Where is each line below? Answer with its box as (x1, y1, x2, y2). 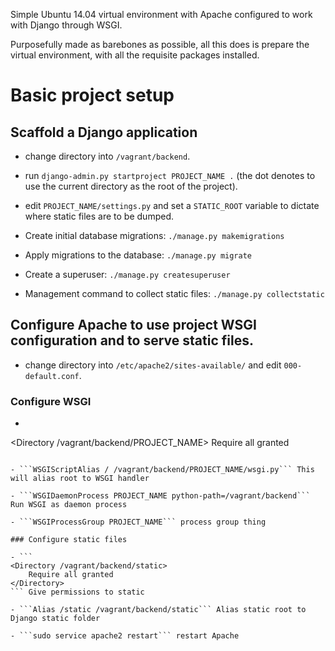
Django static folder (10, 614, 101, 624)
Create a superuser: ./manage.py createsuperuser (24, 269, 231, 280)
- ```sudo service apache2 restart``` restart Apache (10, 631, 240, 641)
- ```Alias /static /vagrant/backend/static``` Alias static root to (10, 605, 307, 615)
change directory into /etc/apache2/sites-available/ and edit (24, 359, 282, 371)
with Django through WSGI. (10, 19, 123, 31)
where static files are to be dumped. (24, 210, 174, 222)
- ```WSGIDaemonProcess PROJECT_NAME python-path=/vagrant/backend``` (10, 491, 311, 501)
